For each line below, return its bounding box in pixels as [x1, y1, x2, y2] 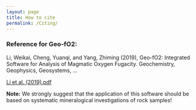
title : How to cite [6, 15, 56, 21]
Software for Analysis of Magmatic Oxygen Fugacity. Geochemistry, [6, 60, 175, 67]
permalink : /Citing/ [6, 20, 59, 26]
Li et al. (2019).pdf [6, 78, 52, 85]
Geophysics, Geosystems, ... [6, 66, 77, 74]
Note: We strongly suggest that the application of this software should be [6, 90, 189, 97]
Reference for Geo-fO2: [6, 40, 77, 48]
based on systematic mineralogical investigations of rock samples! [6, 96, 172, 103]
